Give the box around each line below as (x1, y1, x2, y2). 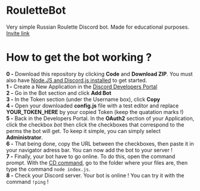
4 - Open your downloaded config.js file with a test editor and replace (6, 102, 179, 109)
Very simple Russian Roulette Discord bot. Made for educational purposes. (6, 23, 190, 30)
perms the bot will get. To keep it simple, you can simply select (6, 127, 161, 134)
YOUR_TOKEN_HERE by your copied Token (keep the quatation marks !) (6, 108, 184, 115)
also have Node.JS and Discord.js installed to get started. (6, 76, 147, 84)
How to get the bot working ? (6, 51, 152, 64)
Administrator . (6, 134, 43, 141)
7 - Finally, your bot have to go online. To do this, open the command (6, 153, 176, 160)
